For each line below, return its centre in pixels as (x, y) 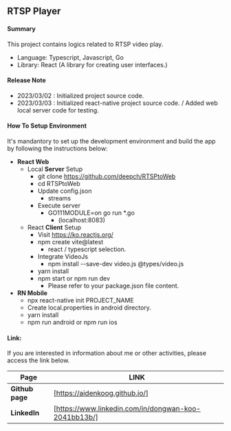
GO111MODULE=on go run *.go (91, 213)
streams (59, 198)
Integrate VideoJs (63, 256)
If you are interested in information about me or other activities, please (107, 353)
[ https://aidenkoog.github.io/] (101, 393)
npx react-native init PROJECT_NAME (80, 300)
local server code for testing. (58, 110)
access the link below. (38, 360)
